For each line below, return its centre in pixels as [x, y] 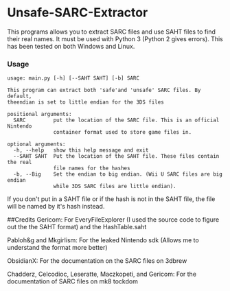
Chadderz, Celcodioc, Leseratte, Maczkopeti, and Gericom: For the [102, 274]
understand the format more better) [57, 248]
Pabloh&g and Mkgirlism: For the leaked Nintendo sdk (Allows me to [103, 240]
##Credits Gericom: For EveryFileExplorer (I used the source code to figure [113, 220]
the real [20, 163]
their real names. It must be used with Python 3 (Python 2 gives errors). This [115, 38]
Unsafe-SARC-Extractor [78, 13]
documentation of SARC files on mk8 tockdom [73, 281]
